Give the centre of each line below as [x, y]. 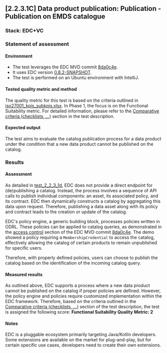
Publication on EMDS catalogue [55, 17]
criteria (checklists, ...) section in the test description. [60, 116]
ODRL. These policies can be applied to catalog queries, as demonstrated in [83, 227]
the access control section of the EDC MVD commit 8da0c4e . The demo [80, 232]
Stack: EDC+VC [24, 31]
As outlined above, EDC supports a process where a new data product [77, 286]
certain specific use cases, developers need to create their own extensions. [83, 345]
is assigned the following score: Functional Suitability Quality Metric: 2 [79, 312]
